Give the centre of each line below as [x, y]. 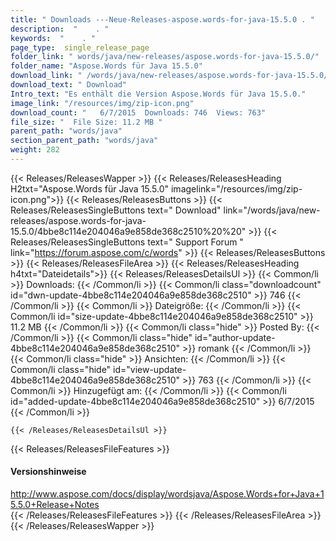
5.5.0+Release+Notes [55, 505]
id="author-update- [235, 337]
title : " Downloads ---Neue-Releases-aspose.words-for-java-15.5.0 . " [162, 19]
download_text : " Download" [69, 85]
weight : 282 [35, 150]
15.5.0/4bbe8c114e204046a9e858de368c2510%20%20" [128, 231]
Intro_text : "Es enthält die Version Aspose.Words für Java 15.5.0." [158, 94]
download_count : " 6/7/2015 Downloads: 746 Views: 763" [138, 112]
